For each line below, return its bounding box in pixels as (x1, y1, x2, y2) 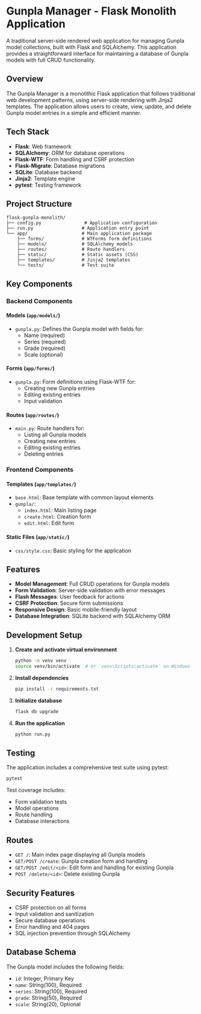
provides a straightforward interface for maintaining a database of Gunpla (6, 50, 189, 57)
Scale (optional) (23, 350, 63, 358)
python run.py (14, 731, 51, 737)
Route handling (14, 811, 53, 818)
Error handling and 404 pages (14, 923, 90, 930)
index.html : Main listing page (23, 506, 97, 514)
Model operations (14, 805, 59, 812)
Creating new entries (23, 438, 76, 445)
